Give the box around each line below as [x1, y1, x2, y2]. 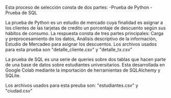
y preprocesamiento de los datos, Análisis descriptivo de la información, [5, 36, 157, 42]
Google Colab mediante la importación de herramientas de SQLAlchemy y [5, 67, 161, 73]
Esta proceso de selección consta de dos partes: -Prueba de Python [5, 5, 150, 10]
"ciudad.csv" [5, 88, 33, 93]
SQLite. [5, 73, 21, 78]
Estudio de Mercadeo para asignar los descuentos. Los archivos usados [5, 41, 157, 47]
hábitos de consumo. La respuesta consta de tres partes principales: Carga [5, 30, 164, 36]
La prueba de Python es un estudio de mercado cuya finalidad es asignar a [5, 20, 163, 25]
